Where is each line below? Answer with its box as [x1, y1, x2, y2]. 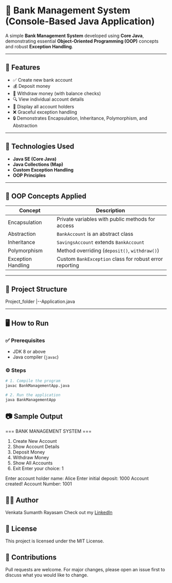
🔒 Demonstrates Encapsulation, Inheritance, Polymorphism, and [12, 115, 147, 121]
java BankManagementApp [5, 397, 56, 402]
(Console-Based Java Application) [5, 15, 155, 27]
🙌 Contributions [5, 553, 57, 561]
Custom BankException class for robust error [56, 255, 163, 262]
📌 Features [5, 63, 40, 72]
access [56, 222, 74, 229]
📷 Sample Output [5, 412, 63, 421]
